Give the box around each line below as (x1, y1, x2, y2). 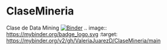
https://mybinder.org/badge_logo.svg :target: (6, 30, 118, 37)
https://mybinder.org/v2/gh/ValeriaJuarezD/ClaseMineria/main (6, 37, 161, 44)
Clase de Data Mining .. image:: (6, 24, 107, 31)
